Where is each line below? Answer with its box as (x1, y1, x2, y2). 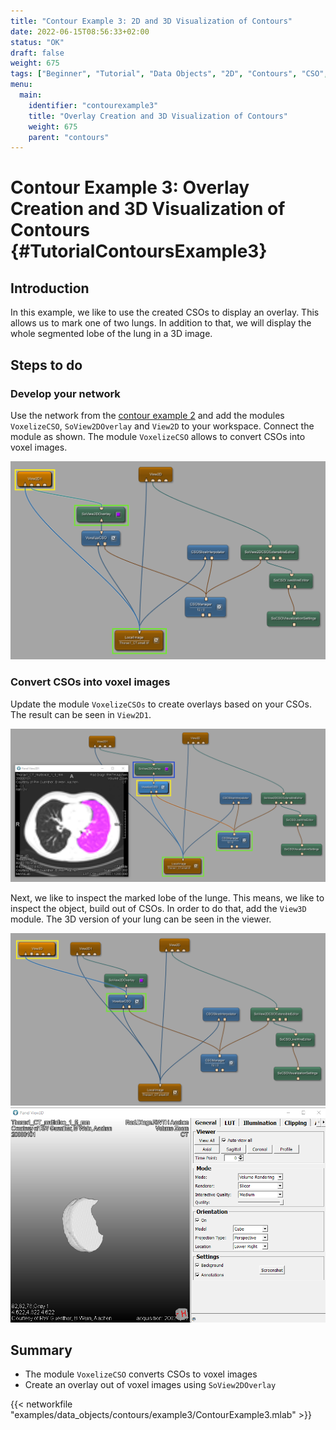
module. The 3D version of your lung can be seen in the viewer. (10, 913, 272, 925)
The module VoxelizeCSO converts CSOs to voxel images (24, 1368, 258, 1380)
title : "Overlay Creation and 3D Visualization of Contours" (28, 111, 288, 121)
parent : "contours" (28, 132, 110, 142)
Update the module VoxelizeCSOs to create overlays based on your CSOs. (10, 698, 312, 710)
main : (19, 90, 43, 100)
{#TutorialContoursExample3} (10, 240, 268, 263)
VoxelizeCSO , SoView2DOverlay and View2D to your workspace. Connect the (10, 420, 315, 432)
